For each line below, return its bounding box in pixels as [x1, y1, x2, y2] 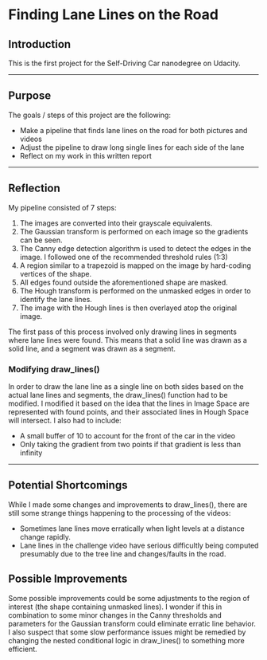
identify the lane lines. [19, 294, 93, 304]
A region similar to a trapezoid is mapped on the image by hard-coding [19, 261, 252, 270]
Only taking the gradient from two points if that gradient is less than [19, 439, 241, 449]
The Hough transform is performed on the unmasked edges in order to [19, 285, 252, 296]
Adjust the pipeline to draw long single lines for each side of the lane [19, 142, 245, 152]
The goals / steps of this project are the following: [8, 110, 171, 120]
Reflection [8, 182, 61, 195]
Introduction [8, 37, 72, 51]
